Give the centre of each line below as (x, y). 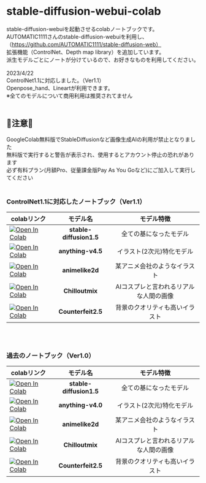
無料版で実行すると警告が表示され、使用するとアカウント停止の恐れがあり (101, 154)
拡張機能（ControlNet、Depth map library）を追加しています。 (85, 52)
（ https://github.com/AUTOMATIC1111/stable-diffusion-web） (84, 44)
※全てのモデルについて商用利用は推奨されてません (70, 96)
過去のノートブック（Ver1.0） (51, 356)
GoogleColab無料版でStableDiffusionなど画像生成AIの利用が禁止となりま (98, 139)
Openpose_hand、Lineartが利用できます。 (60, 88)
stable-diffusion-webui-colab (84, 11)
